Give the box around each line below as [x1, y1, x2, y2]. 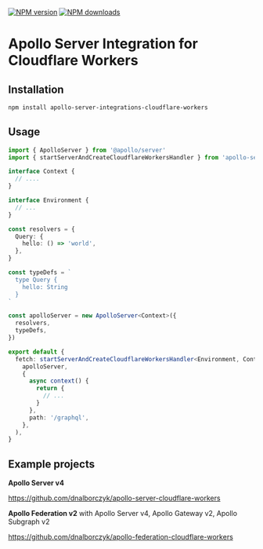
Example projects [8, 457, 95, 470]
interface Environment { [8, 196, 89, 204]
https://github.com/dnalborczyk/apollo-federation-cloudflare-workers [8, 533, 233, 542]
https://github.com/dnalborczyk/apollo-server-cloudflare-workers [8, 493, 221, 503]
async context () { [28, 377, 89, 385]
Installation [8, 82, 64, 96]
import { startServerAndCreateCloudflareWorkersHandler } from [8, 153, 219, 161]
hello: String [22, 283, 68, 291]
